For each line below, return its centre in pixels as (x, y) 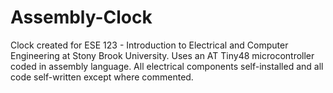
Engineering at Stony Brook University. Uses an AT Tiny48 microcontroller (162, 55)
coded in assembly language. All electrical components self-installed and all (167, 66)
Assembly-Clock (81, 17)
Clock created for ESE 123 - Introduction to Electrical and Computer (149, 45)
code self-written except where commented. (102, 77)
